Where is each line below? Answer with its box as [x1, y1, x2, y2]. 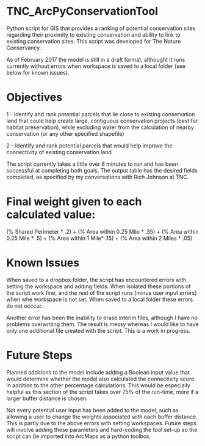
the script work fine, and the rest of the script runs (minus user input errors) [6, 289, 197, 296]
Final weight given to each [6, 195, 142, 209]
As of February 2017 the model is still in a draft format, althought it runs [6, 56, 185, 63]
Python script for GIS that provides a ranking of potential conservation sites [6, 24, 196, 32]
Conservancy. [6, 44, 41, 51]
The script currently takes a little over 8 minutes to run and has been [6, 160, 179, 168]
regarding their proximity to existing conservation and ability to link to [6, 31, 181, 38]
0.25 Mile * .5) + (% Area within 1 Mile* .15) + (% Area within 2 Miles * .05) [6, 234, 193, 242]
